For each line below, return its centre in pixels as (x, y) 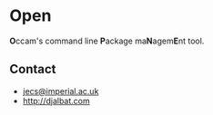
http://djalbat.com (56, 101)
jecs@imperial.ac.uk (61, 91)
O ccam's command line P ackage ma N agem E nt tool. (107, 41)
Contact (33, 69)
